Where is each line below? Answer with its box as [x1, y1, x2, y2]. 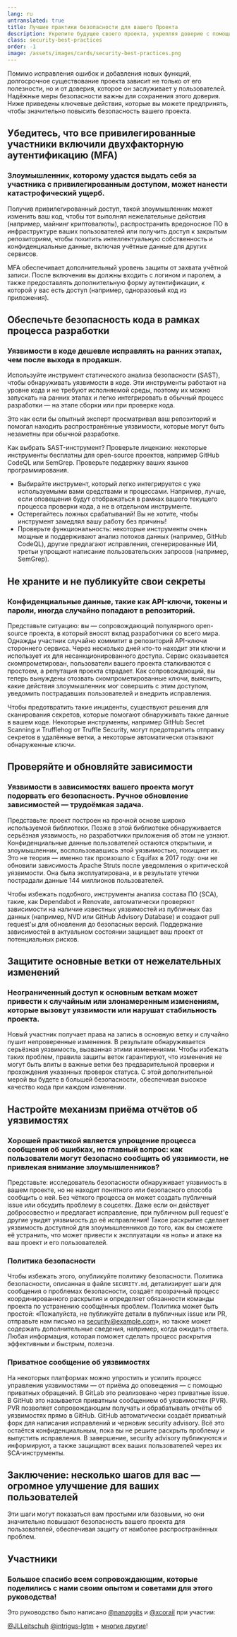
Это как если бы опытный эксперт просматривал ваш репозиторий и [7, 415, 217, 423]
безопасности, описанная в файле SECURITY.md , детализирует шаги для [7, 1280, 221, 1288]
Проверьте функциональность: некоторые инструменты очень [17, 525, 207, 533]
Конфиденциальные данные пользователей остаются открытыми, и [7, 838, 212, 847]
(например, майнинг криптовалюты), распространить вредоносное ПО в [7, 219, 229, 228]
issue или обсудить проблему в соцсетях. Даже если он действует [7, 1201, 209, 1209]
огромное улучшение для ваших [7, 1480, 159, 1492]
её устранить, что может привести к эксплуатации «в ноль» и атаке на [7, 1231, 222, 1239]
